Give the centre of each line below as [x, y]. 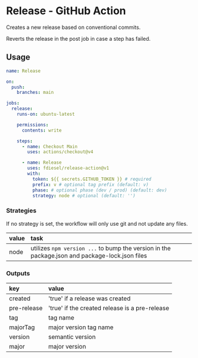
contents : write [42, 130]
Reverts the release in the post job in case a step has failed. [78, 38]
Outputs [18, 273]
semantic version [72, 337]
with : [34, 174]
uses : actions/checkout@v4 [60, 152]
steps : [25, 141]
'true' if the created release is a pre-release [109, 308]
